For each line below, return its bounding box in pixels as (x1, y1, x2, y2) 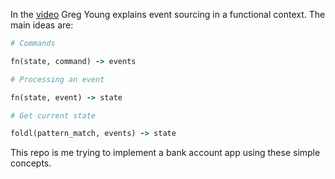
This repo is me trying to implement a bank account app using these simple (10, 147, 321, 159)
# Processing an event (10, 74, 105, 84)
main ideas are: (10, 19, 74, 31)
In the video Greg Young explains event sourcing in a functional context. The (10, 9, 326, 20)
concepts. (10, 157, 52, 169)
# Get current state (10, 110, 97, 121)
